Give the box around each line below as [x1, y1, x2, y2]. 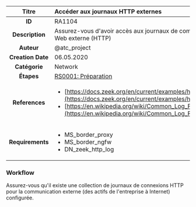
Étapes [19, 73, 39, 80]
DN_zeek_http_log [64, 146, 114, 153]
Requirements [9, 138, 49, 146]
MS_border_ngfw [64, 138, 112, 146]
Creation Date [9, 53, 48, 61]
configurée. [6, 194, 34, 201]
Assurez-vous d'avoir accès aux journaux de [54, 27, 178, 34]
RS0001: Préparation [54, 73, 113, 80]
